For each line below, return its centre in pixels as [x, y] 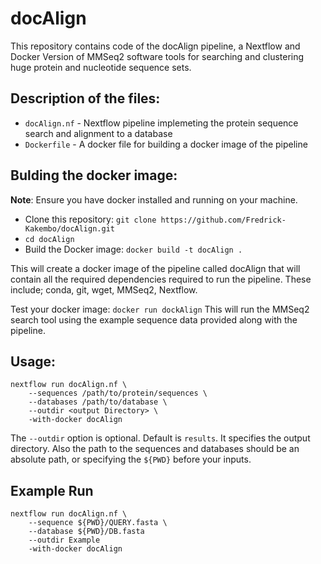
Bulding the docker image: [94, 175]
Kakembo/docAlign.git [69, 228]
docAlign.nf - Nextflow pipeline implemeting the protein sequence [161, 123]
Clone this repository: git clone [90, 219]
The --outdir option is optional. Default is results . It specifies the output [160, 438]
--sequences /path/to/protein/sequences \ [118, 393]
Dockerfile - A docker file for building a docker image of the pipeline [166, 144]
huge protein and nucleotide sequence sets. [101, 67]
